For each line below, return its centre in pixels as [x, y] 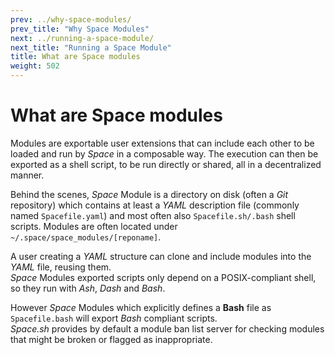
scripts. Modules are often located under [94, 226]
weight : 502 [35, 66]
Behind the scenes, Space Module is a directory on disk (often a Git [149, 194]
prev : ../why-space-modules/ [71, 19]
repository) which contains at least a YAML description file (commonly [155, 205]
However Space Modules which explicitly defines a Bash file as [141, 307]
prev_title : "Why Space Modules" [80, 29]
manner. [27, 175]
